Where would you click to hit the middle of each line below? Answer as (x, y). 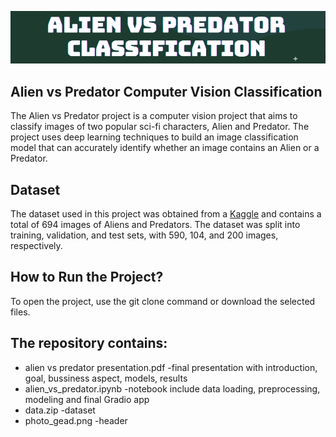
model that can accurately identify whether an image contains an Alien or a (165, 148)
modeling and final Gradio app (87, 399)
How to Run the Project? (87, 277)
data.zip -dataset (60, 410)
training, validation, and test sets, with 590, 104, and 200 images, (144, 235)
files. (20, 312)
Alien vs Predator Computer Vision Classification (166, 91)
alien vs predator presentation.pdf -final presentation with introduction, (171, 367)
